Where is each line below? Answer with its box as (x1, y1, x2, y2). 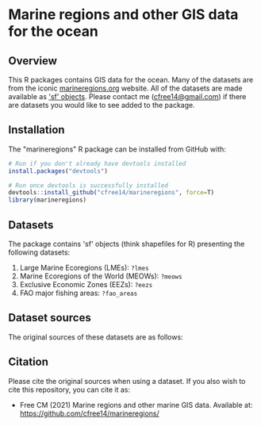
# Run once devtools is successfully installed (8, 181, 169, 190)
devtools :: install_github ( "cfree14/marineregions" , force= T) (8, 189, 215, 197)
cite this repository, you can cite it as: (8, 385, 131, 394)
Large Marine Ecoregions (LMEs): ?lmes (19, 263, 149, 272)
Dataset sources (8, 311, 91, 324)
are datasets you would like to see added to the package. (8, 101, 196, 109)
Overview (8, 54, 58, 67)
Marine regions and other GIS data (8, 6, 239, 24)
